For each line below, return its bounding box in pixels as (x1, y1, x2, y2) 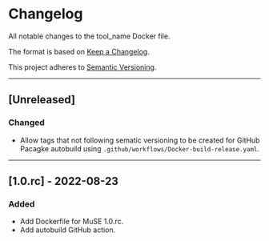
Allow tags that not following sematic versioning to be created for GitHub (19, 135, 260, 145)
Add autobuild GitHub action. (19, 225, 116, 235)
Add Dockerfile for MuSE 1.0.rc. (19, 217, 124, 227)
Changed (8, 117, 46, 128)
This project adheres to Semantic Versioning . (8, 62, 157, 72)
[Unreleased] (8, 93, 76, 106)
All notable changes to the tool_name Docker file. (8, 31, 171, 41)
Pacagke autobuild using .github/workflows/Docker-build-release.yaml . (19, 143, 260, 153)
